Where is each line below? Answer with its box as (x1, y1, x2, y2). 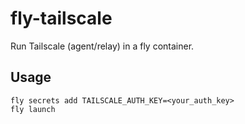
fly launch (10, 104, 56, 114)
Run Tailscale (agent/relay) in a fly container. (10, 40, 195, 52)
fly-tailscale (10, 7, 113, 30)
